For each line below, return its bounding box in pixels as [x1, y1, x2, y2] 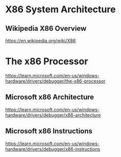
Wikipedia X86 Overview [5, 24, 87, 33]
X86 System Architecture [5, 4, 116, 15]
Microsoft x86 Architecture [5, 93, 94, 102]
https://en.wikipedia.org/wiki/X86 [5, 37, 76, 44]
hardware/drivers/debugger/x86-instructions [5, 146, 100, 152]
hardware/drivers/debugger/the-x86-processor [5, 78, 106, 84]
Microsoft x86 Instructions [5, 127, 93, 135]
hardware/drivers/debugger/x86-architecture [5, 112, 101, 118]
